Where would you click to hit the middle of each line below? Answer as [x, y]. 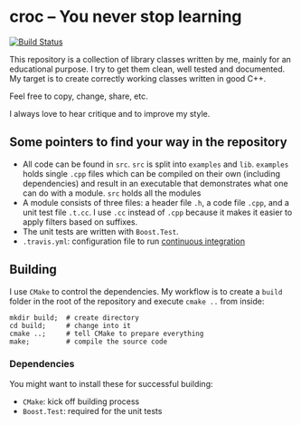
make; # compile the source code [89, 342]
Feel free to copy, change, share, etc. [79, 96]
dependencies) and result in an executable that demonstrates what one [155, 183]
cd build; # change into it [70, 325]
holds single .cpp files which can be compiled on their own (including [151, 173]
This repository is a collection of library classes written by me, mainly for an [150, 59]
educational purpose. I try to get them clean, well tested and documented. [147, 69]
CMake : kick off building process [81, 401]
